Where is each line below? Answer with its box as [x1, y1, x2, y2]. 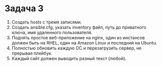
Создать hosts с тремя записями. [11, 19, 82, 25]
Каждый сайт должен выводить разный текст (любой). [11, 55, 127, 61]
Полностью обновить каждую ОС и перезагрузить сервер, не [11, 45, 141, 51]
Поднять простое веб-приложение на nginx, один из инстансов [11, 35, 145, 41]
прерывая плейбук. [11, 50, 52, 56]
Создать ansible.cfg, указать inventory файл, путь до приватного [11, 24, 146, 30]
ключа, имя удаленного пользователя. [11, 29, 93, 35]
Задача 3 [4, 3, 44, 14]
